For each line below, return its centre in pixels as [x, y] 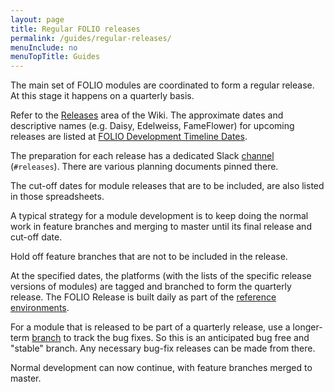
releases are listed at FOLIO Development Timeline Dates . [129, 137]
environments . [40, 308]
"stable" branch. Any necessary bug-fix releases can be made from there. [163, 348]
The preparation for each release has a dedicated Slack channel [142, 156]
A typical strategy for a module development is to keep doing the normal [159, 216]
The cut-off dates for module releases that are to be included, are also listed [167, 186]
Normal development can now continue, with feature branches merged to [161, 368]
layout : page [37, 19]
